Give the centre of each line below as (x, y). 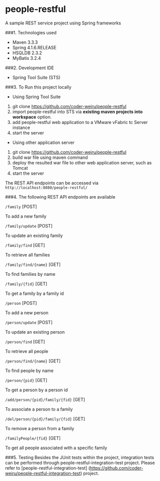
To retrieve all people (27, 351)
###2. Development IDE (30, 68)
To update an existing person (35, 332)
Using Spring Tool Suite (37, 97)
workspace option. (32, 117)
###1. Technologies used (31, 32)
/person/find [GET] (25, 342)
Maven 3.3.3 (25, 42)
